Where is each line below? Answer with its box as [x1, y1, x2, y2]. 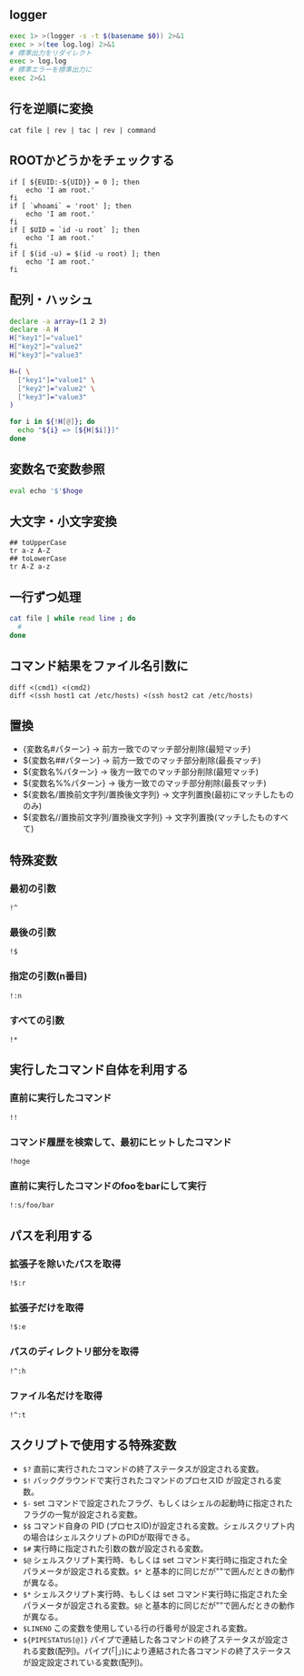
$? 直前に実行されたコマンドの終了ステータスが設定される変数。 [22, 1463, 265, 1474]
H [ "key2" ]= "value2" [9, 342, 83, 351]
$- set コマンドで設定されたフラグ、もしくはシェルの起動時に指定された [22, 1497, 293, 1509]
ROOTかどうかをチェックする [9, 153, 175, 168]
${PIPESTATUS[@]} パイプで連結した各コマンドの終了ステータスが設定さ [22, 1633, 289, 1645]
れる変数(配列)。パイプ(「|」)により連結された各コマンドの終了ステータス [22, 1645, 292, 1656]
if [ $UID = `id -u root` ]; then [9, 225, 141, 235]
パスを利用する [9, 1227, 93, 1243]
